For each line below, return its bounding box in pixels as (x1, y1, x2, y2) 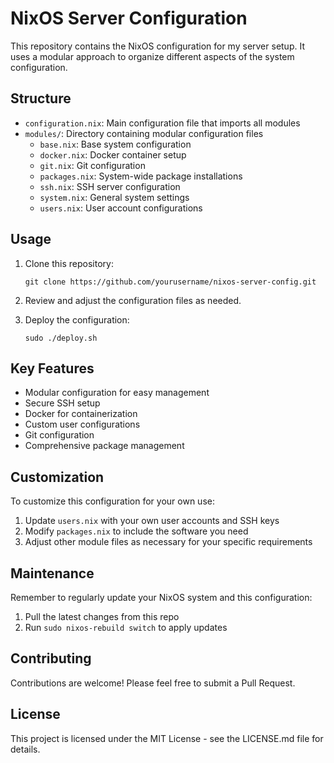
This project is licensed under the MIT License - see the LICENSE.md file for (10, 732, 324, 744)
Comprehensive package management (24, 440, 185, 452)
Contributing (10, 650, 92, 667)
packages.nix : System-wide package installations (39, 170, 243, 182)
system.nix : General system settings (39, 191, 190, 203)
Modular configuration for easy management (24, 387, 210, 399)
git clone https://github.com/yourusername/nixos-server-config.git (24, 277, 317, 287)
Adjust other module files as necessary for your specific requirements (24, 536, 313, 548)
